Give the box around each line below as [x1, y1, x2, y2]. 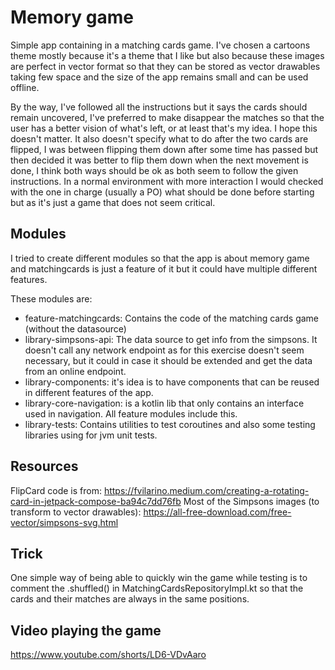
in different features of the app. [24, 386, 154, 398]
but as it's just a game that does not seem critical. [10, 196, 216, 208]
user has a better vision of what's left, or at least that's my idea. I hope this [10, 122, 318, 134]
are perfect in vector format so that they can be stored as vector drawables [10, 60, 321, 72]
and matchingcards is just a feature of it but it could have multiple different [10, 262, 318, 275]
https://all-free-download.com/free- [143, 506, 292, 518]
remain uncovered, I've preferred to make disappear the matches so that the [10, 111, 325, 123]
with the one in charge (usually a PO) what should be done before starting [10, 186, 315, 198]
